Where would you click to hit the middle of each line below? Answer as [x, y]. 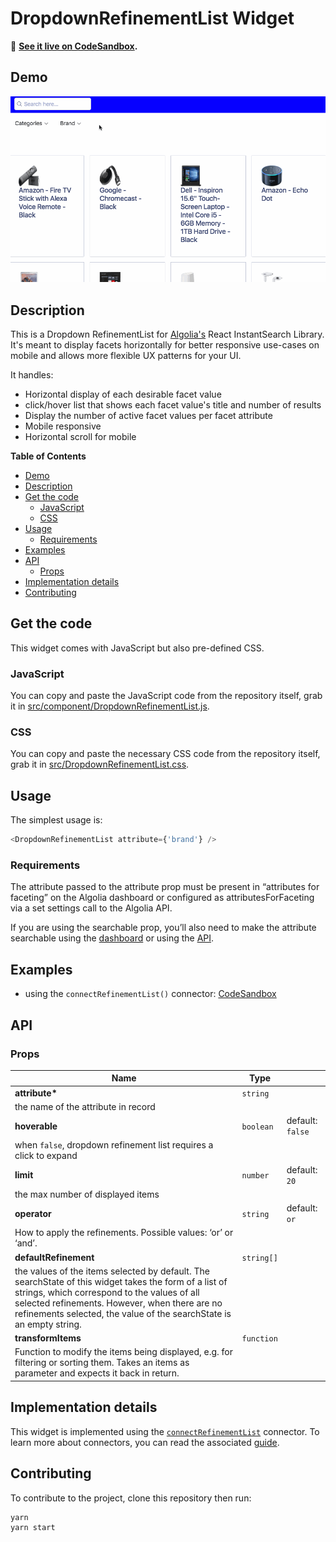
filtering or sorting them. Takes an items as [102, 1363]
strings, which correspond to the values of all [107, 1292]
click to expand [46, 1156]
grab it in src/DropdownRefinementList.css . [100, 764]
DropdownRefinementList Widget [152, 18]
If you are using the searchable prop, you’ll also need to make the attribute [163, 928]
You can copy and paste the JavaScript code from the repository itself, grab [166, 696]
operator [33, 1213]
